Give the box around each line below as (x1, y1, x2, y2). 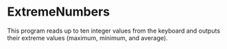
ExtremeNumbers (7, 4, 110, 20)
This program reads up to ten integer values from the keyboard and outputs (7, 27, 221, 35)
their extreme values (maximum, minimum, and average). (7, 33, 168, 42)
